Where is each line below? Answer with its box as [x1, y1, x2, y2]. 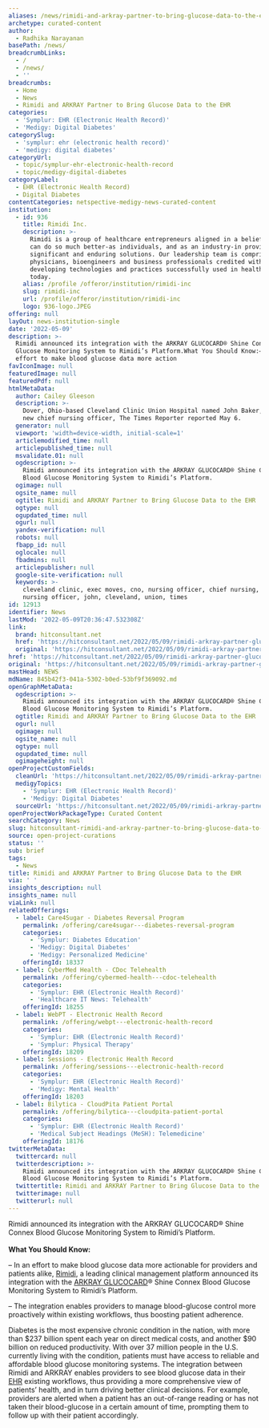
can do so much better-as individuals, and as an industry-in [29, 243, 242, 251]
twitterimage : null [15, 1190, 81, 1198]
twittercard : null [15, 1152, 78, 1160]
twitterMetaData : [8, 1144, 66, 1153]
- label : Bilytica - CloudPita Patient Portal [15, 1100, 174, 1108]
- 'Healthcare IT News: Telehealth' [29, 996, 152, 1004]
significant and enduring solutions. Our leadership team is [29, 250, 239, 258]
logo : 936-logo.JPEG [22, 302, 91, 310]
